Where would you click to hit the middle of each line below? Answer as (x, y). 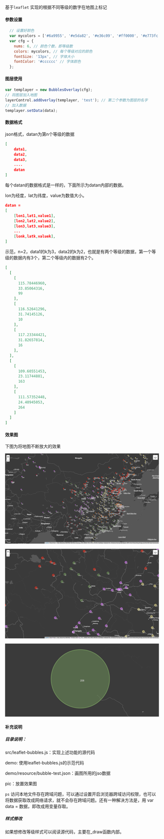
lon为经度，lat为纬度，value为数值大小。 (46, 196)
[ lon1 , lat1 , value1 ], (35, 216)
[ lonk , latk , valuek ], (35, 236)
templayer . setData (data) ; (31, 110)
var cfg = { (22, 41)
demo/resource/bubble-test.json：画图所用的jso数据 (58, 773)
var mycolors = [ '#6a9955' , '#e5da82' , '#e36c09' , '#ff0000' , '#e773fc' (85, 36)
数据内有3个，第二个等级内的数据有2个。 (55, 258)
